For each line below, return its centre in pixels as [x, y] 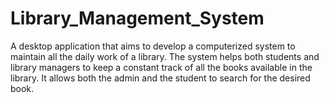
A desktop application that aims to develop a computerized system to [153, 46]
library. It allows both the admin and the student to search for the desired [160, 78]
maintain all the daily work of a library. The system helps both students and [165, 56]
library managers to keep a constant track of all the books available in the [161, 67]
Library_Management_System [137, 18]
